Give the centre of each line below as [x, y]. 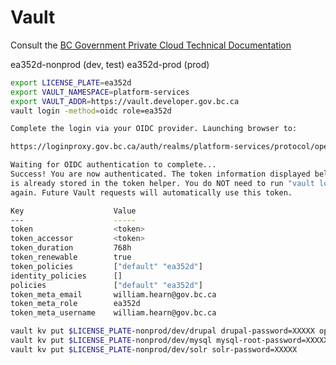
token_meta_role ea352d [75, 304]
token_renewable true [71, 257]
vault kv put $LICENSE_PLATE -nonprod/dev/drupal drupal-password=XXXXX [162, 331]
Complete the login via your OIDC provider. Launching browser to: [154, 129]
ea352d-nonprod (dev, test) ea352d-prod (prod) [110, 64]
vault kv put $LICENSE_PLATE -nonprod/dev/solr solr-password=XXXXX [154, 349]
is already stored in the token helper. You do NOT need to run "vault [162, 183]
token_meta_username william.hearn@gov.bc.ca [113, 313]
